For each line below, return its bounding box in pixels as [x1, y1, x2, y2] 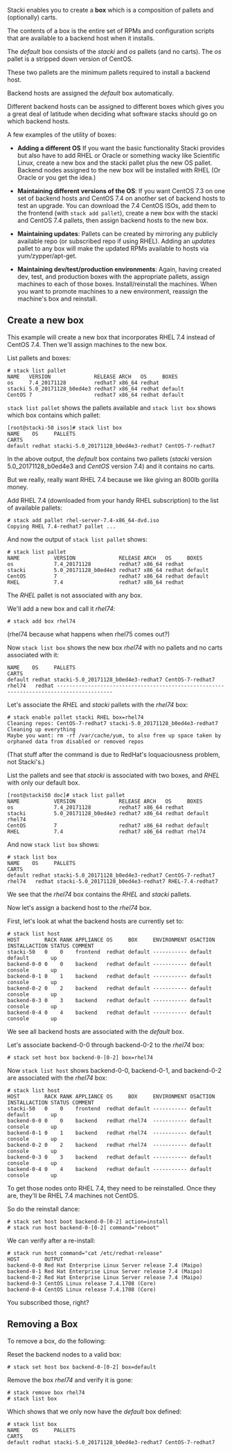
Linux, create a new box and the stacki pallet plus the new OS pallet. [17, 159, 213, 167]
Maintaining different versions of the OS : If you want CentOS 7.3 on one [17, 187, 226, 195]
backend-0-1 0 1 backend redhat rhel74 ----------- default [7, 1129, 213, 1136]
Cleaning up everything [7, 726, 76, 733]
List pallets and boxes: [7, 353, 71, 362]
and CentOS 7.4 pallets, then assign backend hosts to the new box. [17, 216, 209, 224]
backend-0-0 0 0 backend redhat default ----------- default [7, 961, 213, 968]
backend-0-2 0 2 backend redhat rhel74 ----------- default [7, 1141, 213, 1148]
